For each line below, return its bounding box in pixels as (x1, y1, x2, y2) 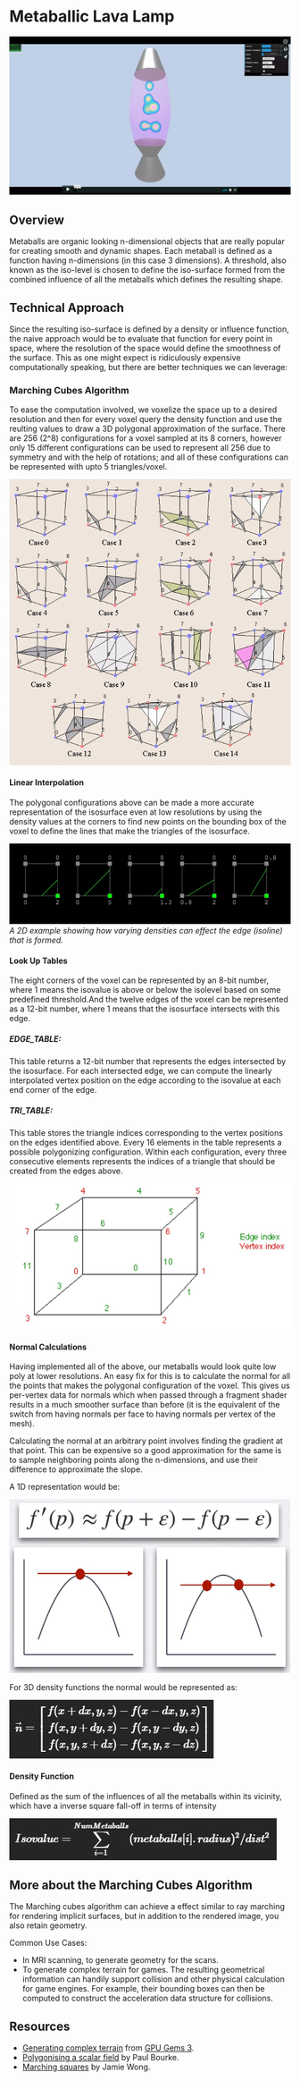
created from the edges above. (9, 1165, 123, 1177)
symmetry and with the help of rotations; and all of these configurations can (9, 452, 288, 462)
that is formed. (9, 935, 64, 945)
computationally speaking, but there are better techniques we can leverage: (9, 362, 288, 373)
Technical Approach (9, 300, 125, 315)
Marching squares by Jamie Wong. (21, 2061, 151, 2072)
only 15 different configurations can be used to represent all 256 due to (9, 443, 271, 453)
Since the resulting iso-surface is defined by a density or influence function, (9, 324, 289, 334)
